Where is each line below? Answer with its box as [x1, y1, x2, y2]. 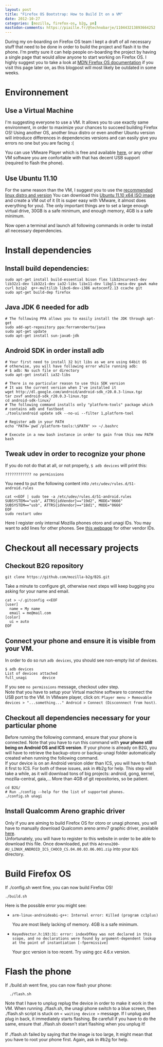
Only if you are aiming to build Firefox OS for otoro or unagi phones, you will [5, 820, 157, 826]
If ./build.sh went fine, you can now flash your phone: [5, 982, 112, 988]
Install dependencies [5, 245, 91, 256]
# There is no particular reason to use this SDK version [5, 381, 125, 386]
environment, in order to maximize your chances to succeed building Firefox [5, 125, 158, 130]
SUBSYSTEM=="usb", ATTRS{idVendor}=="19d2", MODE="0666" [5, 499, 123, 504]
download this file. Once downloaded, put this [5, 841, 97, 847]
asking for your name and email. [5, 588, 70, 594]
